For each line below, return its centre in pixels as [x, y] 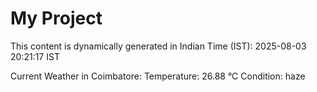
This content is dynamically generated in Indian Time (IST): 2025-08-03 [158, 46]
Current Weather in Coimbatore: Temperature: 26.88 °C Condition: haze [158, 76]
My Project [56, 18]
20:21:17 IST [35, 56]
